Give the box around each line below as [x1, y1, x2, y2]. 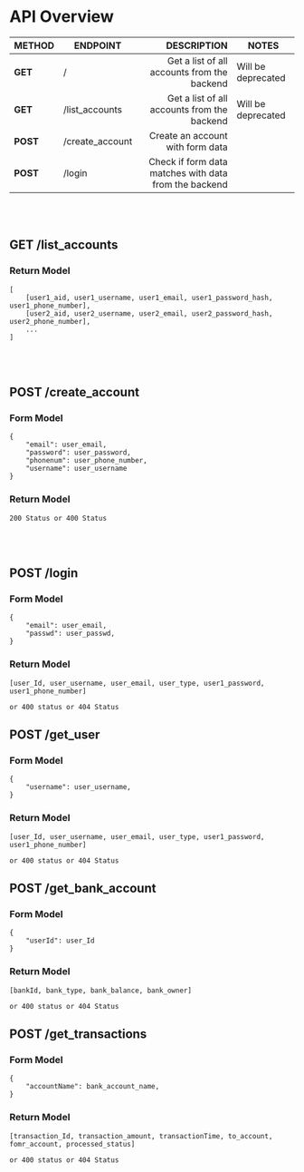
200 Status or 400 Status [9, 513, 107, 523]
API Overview [9, 6, 115, 27]
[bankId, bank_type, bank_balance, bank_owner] [9, 986, 193, 995]
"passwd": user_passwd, [25, 629, 116, 639]
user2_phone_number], [9, 317, 91, 326]
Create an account [148, 129, 228, 142]
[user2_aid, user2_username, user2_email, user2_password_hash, [25, 308, 273, 318]
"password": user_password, [25, 448, 131, 457]
